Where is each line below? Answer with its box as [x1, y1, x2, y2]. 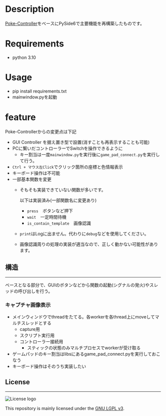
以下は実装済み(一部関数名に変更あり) [19, 197, 97, 203]
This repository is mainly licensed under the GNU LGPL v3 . [5, 405, 124, 411]
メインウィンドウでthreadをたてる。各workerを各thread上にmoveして [12, 314, 155, 320]
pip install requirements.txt [12, 88, 67, 94]
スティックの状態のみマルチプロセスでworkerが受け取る [27, 345, 141, 351]
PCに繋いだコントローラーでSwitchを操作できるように [12, 145, 123, 151]
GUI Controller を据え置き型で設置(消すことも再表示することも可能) [12, 139, 150, 145]
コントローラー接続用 [19, 338, 63, 344]
